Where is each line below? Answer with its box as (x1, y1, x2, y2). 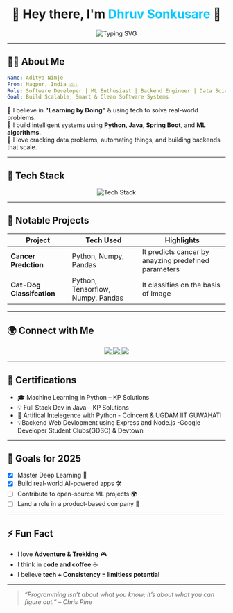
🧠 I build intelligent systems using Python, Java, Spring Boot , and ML (7, 121, 206, 129)
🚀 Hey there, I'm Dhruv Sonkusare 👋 (11, 6, 222, 22)
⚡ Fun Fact (7, 528, 53, 539)
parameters (141, 264, 180, 274)
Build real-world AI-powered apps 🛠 (17, 479, 123, 488)
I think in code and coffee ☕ (17, 560, 98, 569)
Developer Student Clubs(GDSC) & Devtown (17, 426, 144, 435)
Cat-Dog (10, 280, 41, 289)
